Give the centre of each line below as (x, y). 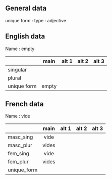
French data (24, 104)
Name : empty (20, 49)
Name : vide (18, 116)
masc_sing (20, 137)
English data (25, 37)
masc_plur (20, 145)
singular (17, 69)
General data (26, 8)
